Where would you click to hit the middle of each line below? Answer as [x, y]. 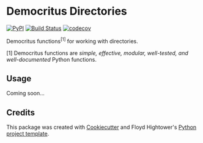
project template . [28, 134]
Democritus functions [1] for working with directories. [72, 40]
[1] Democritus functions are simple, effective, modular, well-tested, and [97, 53]
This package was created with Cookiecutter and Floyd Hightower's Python [102, 127]
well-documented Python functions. [51, 59]
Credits [21, 112]
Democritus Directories [67, 11]
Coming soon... [25, 94]
